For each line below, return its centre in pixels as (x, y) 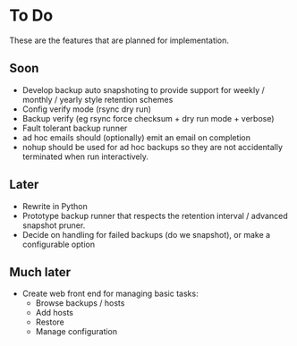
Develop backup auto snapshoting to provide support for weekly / (144, 89)
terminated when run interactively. (85, 156)
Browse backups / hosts (80, 303)
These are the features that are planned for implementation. (119, 40)
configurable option (59, 244)
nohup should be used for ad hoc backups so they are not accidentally (153, 147)
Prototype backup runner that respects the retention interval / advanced (155, 215)
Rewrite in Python (55, 206)
